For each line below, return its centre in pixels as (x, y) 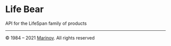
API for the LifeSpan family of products (46, 23)
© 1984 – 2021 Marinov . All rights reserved (50, 38)
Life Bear (25, 9)
